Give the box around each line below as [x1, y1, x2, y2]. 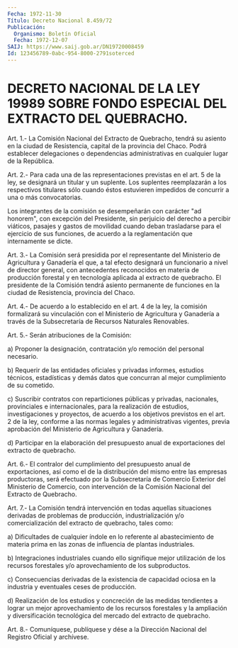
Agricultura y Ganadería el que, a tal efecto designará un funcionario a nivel [7, 258, 228, 267]
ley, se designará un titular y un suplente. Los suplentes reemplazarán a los [7, 178, 227, 186]
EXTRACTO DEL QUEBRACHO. [7, 111, 188, 127]
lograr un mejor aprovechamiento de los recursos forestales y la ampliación [7, 603, 228, 612]
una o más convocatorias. [7, 193, 83, 201]
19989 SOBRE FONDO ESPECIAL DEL [7, 96, 227, 112]
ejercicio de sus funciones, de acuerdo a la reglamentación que [7, 229, 193, 238]
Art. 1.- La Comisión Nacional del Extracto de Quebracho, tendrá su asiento [7, 134, 227, 143]
